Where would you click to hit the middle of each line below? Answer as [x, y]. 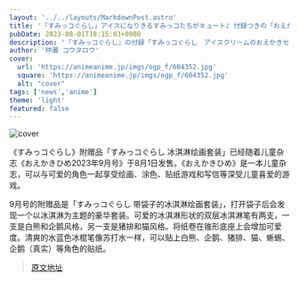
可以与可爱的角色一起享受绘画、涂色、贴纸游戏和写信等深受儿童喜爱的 [153, 174]
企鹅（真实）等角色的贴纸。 [60, 249]
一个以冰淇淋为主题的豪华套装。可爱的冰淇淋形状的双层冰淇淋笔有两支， [149, 215]
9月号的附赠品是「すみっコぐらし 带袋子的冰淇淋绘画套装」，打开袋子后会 [143, 205]
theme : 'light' [37, 100]
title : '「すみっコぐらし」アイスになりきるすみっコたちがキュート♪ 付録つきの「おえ [148, 26]
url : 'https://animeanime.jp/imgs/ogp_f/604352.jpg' [117, 68]
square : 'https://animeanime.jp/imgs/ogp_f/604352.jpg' [123, 76]
